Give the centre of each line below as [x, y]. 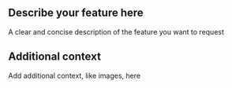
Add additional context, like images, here [74, 75]
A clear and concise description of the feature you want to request [116, 31]
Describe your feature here [76, 13]
